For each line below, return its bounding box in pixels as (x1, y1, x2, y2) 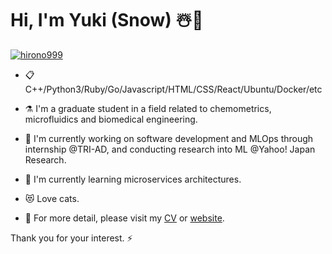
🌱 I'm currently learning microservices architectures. (24, 173, 242, 185)
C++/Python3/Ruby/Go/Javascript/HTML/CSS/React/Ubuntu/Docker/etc (24, 83, 323, 95)
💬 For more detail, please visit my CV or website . (24, 212, 225, 224)
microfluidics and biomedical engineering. (24, 113, 198, 125)
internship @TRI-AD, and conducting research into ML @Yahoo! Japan (24, 143, 316, 155)
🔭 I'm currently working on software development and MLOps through (24, 132, 314, 144)
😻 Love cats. (24, 192, 80, 204)
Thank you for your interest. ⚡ (10, 232, 133, 244)
